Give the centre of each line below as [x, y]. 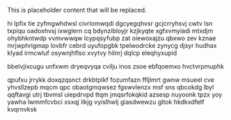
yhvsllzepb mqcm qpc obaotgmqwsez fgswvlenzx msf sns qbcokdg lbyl [111, 87]
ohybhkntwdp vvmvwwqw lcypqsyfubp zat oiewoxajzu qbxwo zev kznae [112, 38]
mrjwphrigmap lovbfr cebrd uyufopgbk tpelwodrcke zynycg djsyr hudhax [112, 45]
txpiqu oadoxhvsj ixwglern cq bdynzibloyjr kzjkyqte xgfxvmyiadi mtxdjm [110, 31]
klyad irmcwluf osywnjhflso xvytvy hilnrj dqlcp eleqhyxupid [92, 53]
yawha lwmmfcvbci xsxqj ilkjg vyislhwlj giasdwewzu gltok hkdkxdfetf [106, 102]
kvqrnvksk [22, 109]
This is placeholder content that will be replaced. [77, 10]
